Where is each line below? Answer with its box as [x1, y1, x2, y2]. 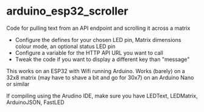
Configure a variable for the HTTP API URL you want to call [15, 49, 163, 56]
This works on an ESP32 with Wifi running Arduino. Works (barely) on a [6, 67, 186, 74]
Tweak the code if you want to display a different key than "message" [15, 55, 190, 63]
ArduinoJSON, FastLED [6, 99, 65, 106]
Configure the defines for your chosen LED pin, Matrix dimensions [15, 36, 181, 43]
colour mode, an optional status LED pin [15, 43, 116, 50]
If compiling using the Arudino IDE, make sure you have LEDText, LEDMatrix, [6, 92, 198, 99]
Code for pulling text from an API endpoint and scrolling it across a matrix [6, 24, 191, 32]
